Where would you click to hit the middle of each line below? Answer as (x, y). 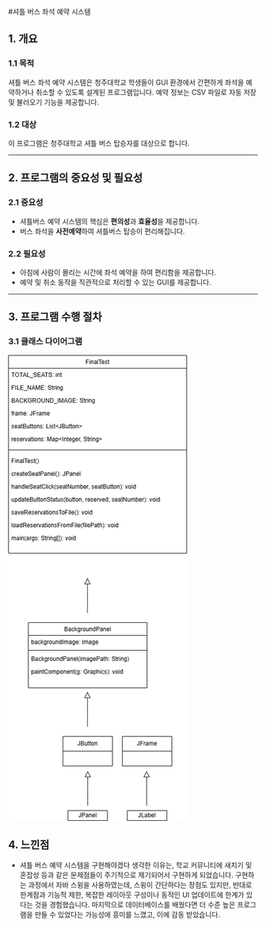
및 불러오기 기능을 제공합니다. (54, 102)
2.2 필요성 (27, 253)
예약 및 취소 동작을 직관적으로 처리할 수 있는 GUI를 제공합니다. (115, 282)
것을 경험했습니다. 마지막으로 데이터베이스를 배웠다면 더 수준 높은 (135, 905)
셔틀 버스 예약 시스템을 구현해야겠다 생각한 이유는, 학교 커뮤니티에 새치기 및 (136, 865)
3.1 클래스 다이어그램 (46, 341)
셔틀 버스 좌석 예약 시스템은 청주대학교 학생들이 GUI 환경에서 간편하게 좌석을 (126, 82)
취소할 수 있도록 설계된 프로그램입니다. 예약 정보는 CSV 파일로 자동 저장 (146, 92)
